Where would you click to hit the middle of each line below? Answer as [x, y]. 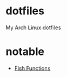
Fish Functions [32, 68]
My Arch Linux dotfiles [33, 27]
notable [25, 52]
